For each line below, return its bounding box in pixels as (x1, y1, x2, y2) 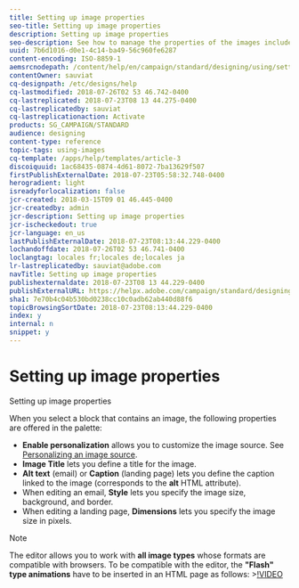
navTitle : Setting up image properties (9, 270, 158, 279)
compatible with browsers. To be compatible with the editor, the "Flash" (9, 559, 274, 570)
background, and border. (21, 496, 114, 507)
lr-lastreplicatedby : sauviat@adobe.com (9, 262, 162, 271)
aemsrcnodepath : (9, 63, 69, 72)
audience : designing (9, 129, 86, 138)
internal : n (9, 320, 53, 329)
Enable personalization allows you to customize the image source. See (21, 439, 285, 450)
